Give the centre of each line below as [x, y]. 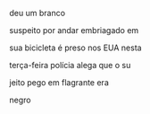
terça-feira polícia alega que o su [70, 65]
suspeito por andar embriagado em [74, 30]
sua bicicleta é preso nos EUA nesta [75, 48]
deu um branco [37, 13]
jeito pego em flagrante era [59, 83]
